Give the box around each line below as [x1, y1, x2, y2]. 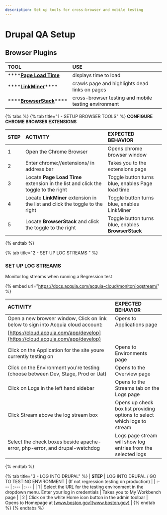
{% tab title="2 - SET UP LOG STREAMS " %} [5, 250, 98, 256]
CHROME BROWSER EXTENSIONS [5, 118, 77, 125]
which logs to [115, 417, 147, 424]
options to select [115, 411, 154, 418]
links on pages [72, 86, 106, 93]
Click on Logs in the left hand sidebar [7, 384, 94, 391]
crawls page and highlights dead [72, 80, 149, 87]
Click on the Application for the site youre [7, 346, 104, 353]
